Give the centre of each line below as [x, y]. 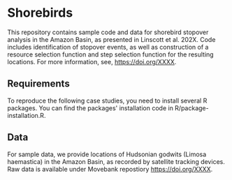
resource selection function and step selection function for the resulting [111, 54]
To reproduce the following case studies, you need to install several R [107, 100]
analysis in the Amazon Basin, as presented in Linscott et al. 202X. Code [111, 39]
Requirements [38, 84]
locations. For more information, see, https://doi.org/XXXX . [92, 61]
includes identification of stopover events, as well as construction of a [108, 47]
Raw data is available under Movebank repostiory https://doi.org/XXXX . [110, 169]
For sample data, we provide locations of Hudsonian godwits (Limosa [107, 154]
